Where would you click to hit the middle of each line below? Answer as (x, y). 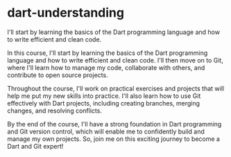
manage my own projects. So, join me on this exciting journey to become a (114, 139)
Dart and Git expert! (35, 146)
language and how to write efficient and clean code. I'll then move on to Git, (115, 60)
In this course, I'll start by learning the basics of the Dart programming (108, 53)
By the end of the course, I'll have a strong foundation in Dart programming (114, 124)
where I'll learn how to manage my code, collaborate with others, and (106, 67)
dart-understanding (66, 13)
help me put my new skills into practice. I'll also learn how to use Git (104, 96)
